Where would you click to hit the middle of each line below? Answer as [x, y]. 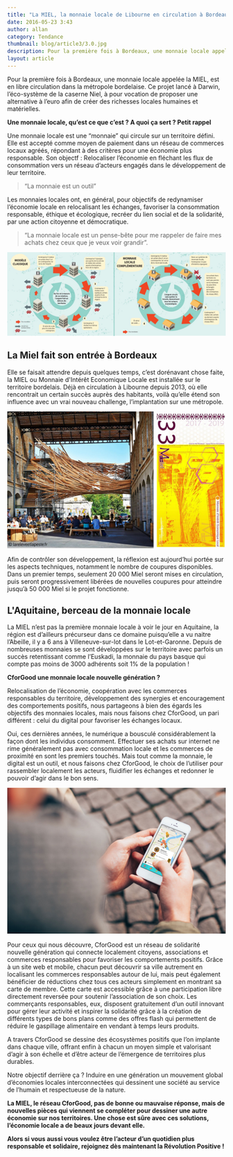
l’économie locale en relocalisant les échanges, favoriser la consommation [113, 207]
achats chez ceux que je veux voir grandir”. [86, 242]
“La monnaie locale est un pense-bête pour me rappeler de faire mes [123, 235]
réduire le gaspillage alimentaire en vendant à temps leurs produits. [103, 1026]
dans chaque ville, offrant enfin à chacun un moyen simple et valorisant [109, 1047]
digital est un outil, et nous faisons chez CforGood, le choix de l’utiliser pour [115, 763]
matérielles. [24, 108]
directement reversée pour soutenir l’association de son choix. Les [102, 997]
